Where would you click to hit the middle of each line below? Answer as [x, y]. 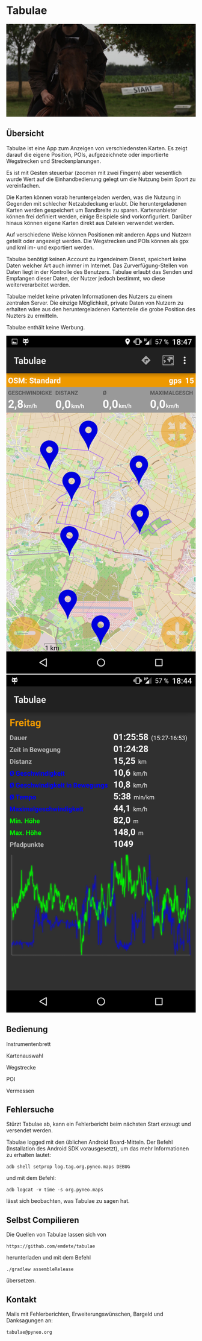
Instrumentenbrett [29, 1044]
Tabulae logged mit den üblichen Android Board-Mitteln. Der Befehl [90, 1142]
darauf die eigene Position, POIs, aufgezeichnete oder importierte [87, 154]
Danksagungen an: [29, 1320]
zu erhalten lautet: [29, 1155]
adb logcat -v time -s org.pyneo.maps [55, 1190]
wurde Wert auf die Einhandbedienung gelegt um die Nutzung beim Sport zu [101, 179]
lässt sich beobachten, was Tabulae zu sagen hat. [68, 1201]
